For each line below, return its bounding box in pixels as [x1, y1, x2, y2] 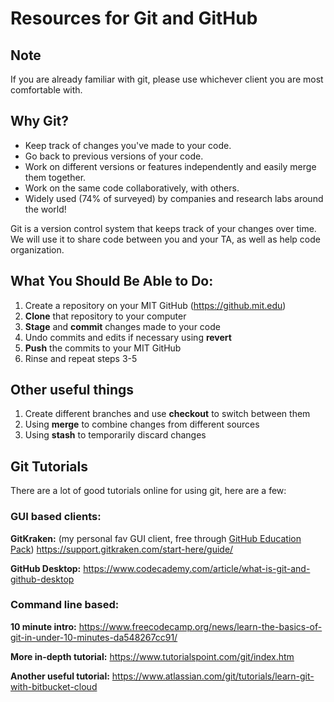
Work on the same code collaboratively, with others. [24, 182, 240, 194]
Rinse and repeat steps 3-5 [24, 352, 138, 364]
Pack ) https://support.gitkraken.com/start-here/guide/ [10, 543, 234, 555]
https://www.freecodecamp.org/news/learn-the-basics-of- [78, 620, 323, 632]
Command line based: [10, 598, 120, 612]
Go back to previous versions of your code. [24, 150, 204, 162]
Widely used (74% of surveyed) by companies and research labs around [24, 192, 324, 204]
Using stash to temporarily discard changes [24, 429, 207, 441]
